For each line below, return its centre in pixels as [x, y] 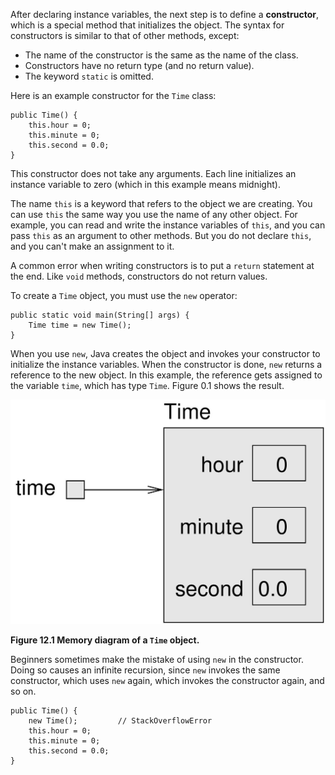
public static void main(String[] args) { [100, 315]
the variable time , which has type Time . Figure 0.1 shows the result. [147, 385]
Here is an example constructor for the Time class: [113, 95]
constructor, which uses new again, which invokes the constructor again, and [167, 680]
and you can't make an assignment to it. [92, 246]
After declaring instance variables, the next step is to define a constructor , [164, 14]
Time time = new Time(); [80, 325]
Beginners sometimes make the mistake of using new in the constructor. [157, 659]
